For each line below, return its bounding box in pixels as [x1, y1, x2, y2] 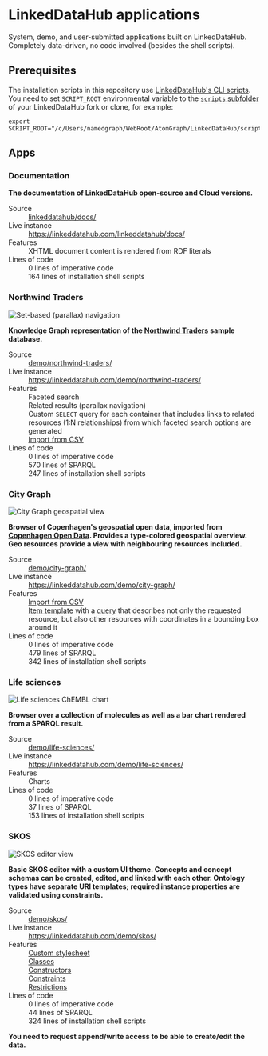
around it [28, 622, 58, 633]
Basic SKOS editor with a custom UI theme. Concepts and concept [8, 864, 232, 874]
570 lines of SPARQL [28, 460, 97, 470]
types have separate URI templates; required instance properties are [8, 882, 241, 891]
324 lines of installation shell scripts [28, 1016, 146, 1026]
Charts [28, 777, 50, 786]
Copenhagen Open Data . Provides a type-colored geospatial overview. [8, 530, 247, 541]
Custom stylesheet [28, 948, 90, 958]
